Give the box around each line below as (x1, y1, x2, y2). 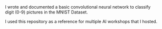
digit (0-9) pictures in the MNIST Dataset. (5, 9, 88, 15)
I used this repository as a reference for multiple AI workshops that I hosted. (5, 19, 158, 24)
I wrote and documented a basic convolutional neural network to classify (5, 4, 151, 10)
